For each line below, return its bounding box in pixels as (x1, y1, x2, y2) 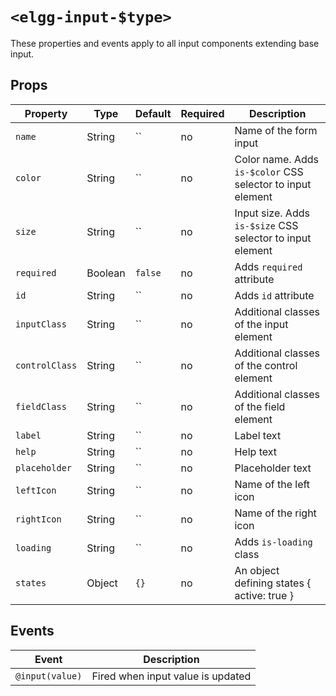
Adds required (234, 259, 303, 273)
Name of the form (234, 123, 318, 137)
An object (234, 563, 280, 577)
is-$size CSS (234, 218, 299, 232)
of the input (234, 317, 289, 331)
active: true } (234, 588, 294, 602)
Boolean (86, 266, 126, 280)
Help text (234, 444, 277, 458)
